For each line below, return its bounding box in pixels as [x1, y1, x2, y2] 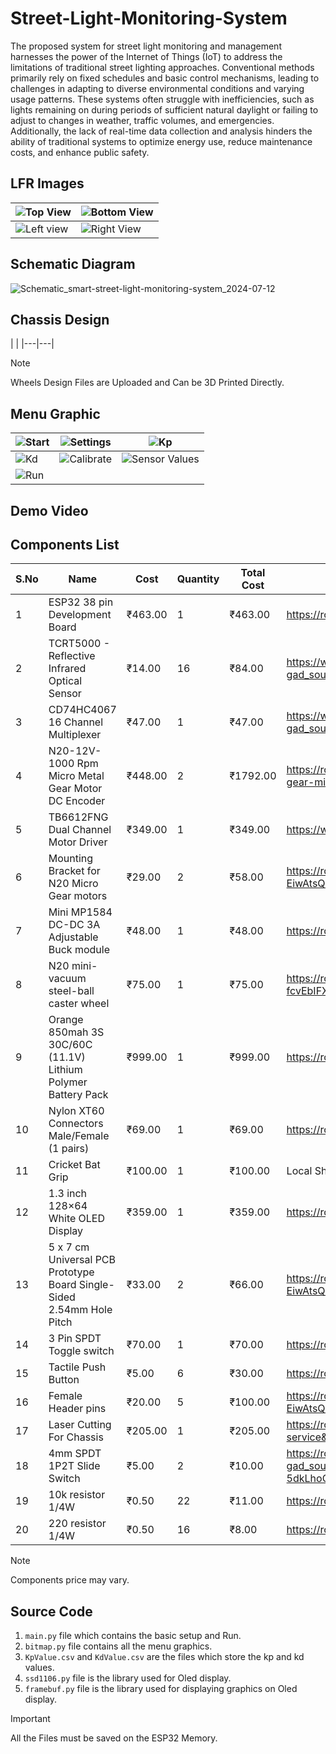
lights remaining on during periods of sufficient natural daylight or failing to [10, 103, 319, 116]
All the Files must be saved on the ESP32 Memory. [10, 1732, 218, 1744]
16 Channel [48, 715, 104, 729]
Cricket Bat [48, 1158, 101, 1172]
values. [24, 1662, 55, 1674]
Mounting [48, 852, 94, 866]
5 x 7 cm [48, 1240, 90, 1254]
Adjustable [48, 930, 99, 944]
